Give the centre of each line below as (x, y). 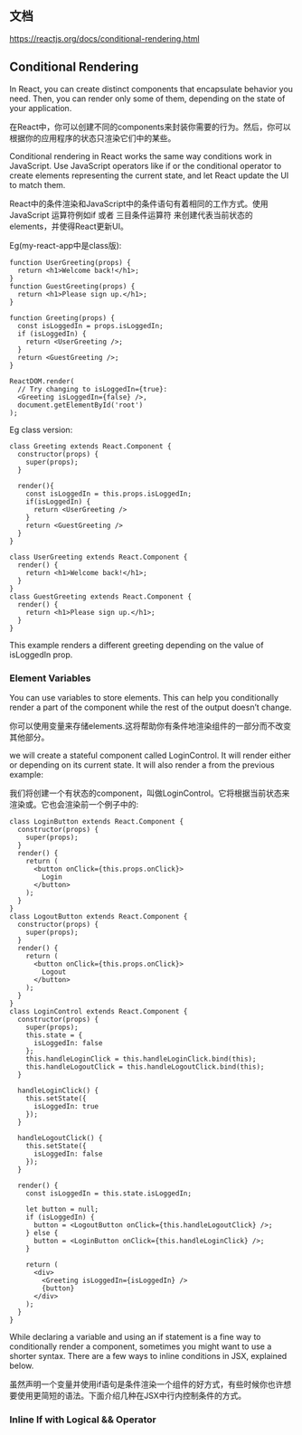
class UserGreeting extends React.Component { (99, 557)
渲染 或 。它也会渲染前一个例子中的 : (74, 804)
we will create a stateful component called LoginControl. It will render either (151, 755)
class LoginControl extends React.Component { (99, 1011)
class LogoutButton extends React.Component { (99, 916)
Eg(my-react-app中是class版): (66, 245)
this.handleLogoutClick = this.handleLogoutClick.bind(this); (145, 1067)
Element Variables (50, 678)
